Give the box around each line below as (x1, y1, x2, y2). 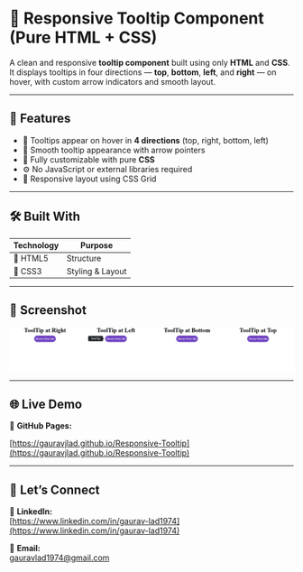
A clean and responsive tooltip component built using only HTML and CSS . (9, 57, 290, 68)
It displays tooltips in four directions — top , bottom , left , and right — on (9, 67, 277, 78)
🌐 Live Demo (9, 397, 83, 412)
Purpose (80, 240, 114, 251)
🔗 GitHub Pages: (9, 420, 72, 431)
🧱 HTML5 (13, 253, 50, 264)
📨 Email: (9, 543, 41, 554)
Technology (13, 240, 60, 251)
